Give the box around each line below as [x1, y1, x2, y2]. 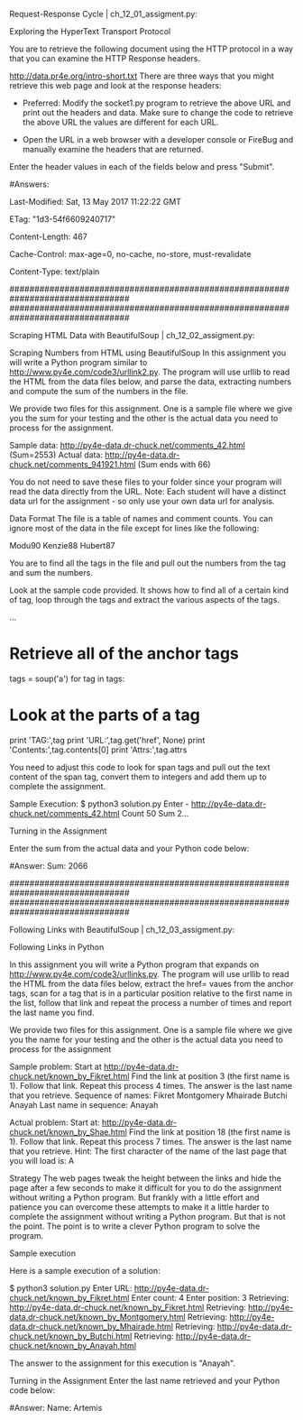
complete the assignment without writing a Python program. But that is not [9, 1211, 286, 1222]
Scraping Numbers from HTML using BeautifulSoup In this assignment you [9, 347, 287, 358]
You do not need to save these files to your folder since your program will [9, 476, 282, 487]
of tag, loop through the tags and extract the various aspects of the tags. [9, 595, 280, 604]
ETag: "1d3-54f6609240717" [9, 214, 116, 225]
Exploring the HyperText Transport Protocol [9, 26, 171, 36]
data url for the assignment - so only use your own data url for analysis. [9, 496, 275, 506]
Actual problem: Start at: [9, 1117, 101, 1128]
